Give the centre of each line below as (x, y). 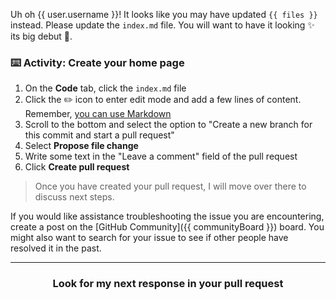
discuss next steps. (74, 197)
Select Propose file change (81, 146)
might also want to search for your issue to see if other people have (149, 238)
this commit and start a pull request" (99, 135)
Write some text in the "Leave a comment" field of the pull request (161, 156)
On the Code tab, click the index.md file (105, 88)
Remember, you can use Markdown (98, 114)
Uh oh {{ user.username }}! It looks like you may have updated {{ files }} (164, 14)
